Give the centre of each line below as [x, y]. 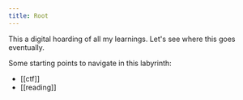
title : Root [28, 16]
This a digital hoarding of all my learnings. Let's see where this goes [122, 39]
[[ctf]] [30, 78]
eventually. [26, 47]
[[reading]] [38, 87]
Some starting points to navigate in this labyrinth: [90, 63]
